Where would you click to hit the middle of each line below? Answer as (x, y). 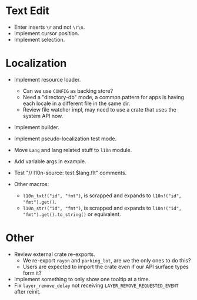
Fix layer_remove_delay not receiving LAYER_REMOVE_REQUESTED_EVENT (96, 285)
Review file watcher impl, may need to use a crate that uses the (100, 109)
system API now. (43, 116)
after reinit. (27, 291)
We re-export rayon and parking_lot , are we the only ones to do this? (107, 260)
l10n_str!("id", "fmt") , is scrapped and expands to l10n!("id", (102, 208)
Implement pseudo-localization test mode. (65, 139)
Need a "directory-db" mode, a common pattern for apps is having (103, 97)
